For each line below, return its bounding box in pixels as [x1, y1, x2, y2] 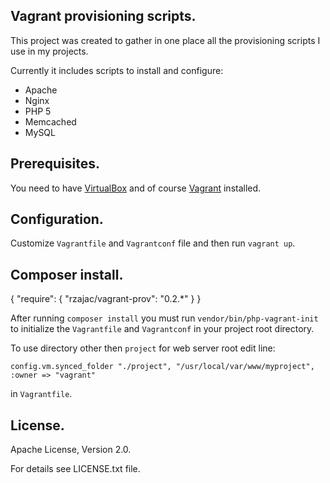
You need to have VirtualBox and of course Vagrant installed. [10, 182, 262, 194]
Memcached [24, 115, 77, 128]
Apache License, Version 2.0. [10, 444, 132, 456]
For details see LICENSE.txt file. [10, 463, 141, 475]
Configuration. [10, 211, 104, 228]
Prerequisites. [10, 155, 100, 173]
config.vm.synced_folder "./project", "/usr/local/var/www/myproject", [10, 362, 315, 372]
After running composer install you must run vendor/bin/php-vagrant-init [10, 312, 319, 324]
